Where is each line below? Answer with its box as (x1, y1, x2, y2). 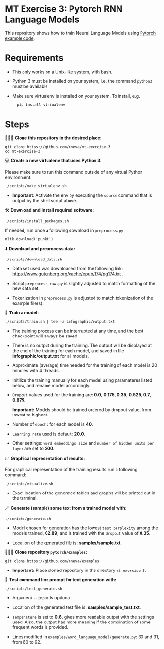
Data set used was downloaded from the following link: (12, 265, 123, 271)
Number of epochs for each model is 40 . (12, 421, 93, 427)
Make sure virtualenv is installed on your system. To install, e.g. (12, 93, 141, 99)
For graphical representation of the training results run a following (5, 467, 138, 472)
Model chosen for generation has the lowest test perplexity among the (12, 525, 158, 531)
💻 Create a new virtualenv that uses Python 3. (5, 157, 102, 163)
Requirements (5, 52, 64, 64)
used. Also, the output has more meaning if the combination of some (12, 619, 151, 625)
